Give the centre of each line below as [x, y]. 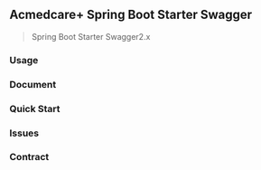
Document [33, 84]
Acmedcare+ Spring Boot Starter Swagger [131, 15]
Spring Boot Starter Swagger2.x [91, 36]
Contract [29, 157]
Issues [24, 133]
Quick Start [35, 109]
